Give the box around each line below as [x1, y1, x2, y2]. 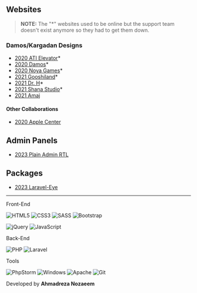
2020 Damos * [14, 61, 49, 68]
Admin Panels [6, 135, 57, 146]
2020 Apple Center [14, 119, 62, 126]
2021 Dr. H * [14, 79, 44, 87]
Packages [6, 168, 43, 178]
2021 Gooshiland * [14, 73, 58, 80]
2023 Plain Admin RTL [14, 151, 69, 158]
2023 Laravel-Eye [14, 183, 58, 190]
